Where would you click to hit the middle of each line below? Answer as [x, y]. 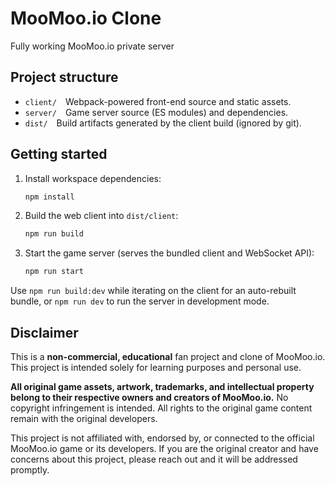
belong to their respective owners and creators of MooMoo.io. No [149, 397]
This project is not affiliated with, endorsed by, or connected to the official [162, 438]
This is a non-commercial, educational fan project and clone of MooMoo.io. [168, 356]
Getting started [59, 154]
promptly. [30, 470]
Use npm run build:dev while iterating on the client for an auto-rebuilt [153, 291]
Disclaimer [44, 332]
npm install [49, 197]
